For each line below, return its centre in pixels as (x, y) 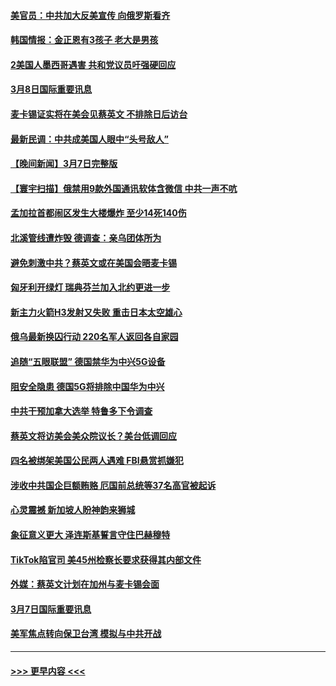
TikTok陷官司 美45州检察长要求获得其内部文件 (106, 559)
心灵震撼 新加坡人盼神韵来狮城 (73, 510)
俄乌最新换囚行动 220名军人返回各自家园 (94, 337)
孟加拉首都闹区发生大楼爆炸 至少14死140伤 (98, 213)
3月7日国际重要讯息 (51, 609)
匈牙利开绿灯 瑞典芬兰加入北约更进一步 (90, 287)
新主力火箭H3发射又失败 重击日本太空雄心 (96, 312)
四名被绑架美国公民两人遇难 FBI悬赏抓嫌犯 (97, 461)
